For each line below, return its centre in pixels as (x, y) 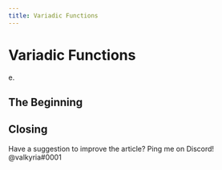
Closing (28, 130)
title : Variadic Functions (53, 16)
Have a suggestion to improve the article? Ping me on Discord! (111, 148)
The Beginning (46, 102)
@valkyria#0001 (35, 157)
